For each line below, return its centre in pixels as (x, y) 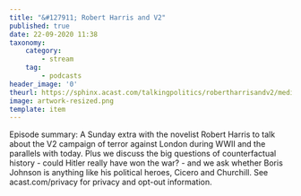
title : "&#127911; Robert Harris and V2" (88, 17)
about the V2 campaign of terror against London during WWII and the (138, 144)
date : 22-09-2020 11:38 (54, 34)
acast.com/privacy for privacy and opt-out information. (111, 182)
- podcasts (62, 76)
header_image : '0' (43, 84)
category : (44, 51)
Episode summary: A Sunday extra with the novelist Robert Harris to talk (142, 134)
